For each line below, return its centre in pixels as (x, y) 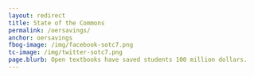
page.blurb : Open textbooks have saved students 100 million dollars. (128, 60)
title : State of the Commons (57, 23)
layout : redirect (37, 15)
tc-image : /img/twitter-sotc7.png (66, 52)
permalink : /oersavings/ (49, 30)
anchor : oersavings (41, 38)
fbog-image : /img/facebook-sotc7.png (71, 45)
